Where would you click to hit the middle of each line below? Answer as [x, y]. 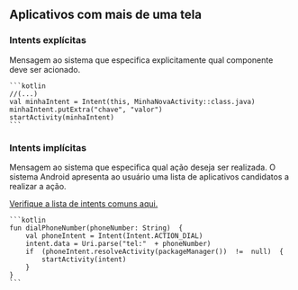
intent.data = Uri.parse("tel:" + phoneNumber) [118, 243]
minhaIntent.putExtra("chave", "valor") [86, 110]
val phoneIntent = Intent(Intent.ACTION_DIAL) [114, 236]
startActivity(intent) [84, 259]
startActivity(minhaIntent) [62, 117]
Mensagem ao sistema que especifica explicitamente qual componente [141, 60]
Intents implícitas [48, 147]
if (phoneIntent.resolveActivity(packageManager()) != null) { [154, 251]
